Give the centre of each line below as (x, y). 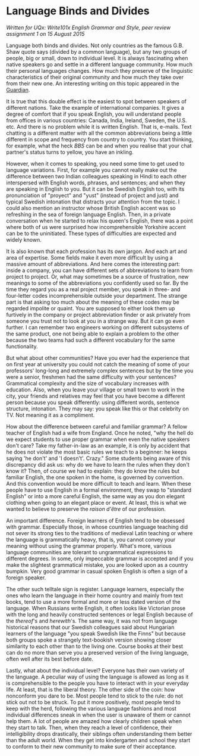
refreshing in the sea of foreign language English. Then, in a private (89, 214)
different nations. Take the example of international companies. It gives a (95, 107)
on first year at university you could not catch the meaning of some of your (98, 364)
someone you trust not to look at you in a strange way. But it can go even (96, 321)
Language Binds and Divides (78, 11)
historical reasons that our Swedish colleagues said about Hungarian (90, 627)
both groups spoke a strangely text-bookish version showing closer (89, 640)
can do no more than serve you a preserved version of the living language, (97, 652)
